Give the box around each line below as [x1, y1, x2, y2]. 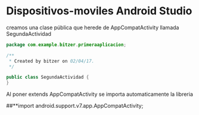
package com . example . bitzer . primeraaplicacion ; [6, 42, 127, 48]
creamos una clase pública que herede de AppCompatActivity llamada [6, 24, 179, 31]
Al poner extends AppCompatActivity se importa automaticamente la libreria [6, 91, 194, 98]
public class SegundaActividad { [6, 74, 89, 80]
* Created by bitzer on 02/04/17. [8, 58, 95, 64]
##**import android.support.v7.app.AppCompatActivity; [6, 102, 144, 110]
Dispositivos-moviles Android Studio [6, 4, 192, 18]
